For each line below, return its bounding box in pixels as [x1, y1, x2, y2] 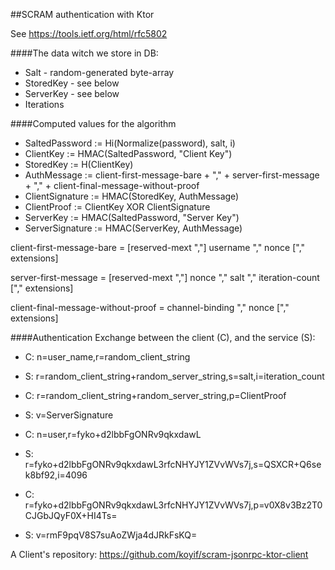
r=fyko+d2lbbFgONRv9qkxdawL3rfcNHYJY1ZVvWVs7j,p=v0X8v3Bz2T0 [24, 499, 323, 511]
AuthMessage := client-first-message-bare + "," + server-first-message [24, 169, 320, 181]
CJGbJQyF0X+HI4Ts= [24, 510, 118, 521]
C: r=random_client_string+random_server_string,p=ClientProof [24, 390, 287, 401]
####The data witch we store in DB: [10, 47, 159, 59]
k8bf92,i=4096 [24, 469, 88, 481]
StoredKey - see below [24, 77, 120, 89]
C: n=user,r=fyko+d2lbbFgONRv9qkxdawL [24, 429, 202, 440]
